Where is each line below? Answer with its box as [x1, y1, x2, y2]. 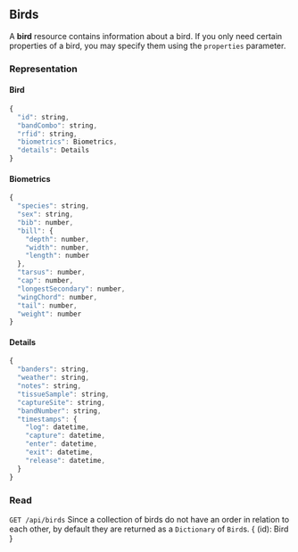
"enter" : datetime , [25, 440, 98, 449]
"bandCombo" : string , [17, 120, 98, 130]
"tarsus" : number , [17, 268, 87, 277]
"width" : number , [25, 243, 90, 252]
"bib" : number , [17, 218, 74, 227]
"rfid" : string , [17, 129, 78, 138]
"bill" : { [17, 227, 54, 235]
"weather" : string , [17, 374, 90, 383]
